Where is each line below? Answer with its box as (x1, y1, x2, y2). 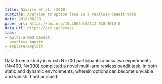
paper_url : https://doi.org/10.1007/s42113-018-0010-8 (5, 21, 121, 26)
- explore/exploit (5, 44, 43, 49)
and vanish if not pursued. (5, 73, 58, 79)
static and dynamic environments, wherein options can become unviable (5, 68, 154, 74)
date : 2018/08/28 (5, 16, 41, 21)
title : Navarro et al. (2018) (5, 7, 68, 12)
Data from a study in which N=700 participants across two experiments (5, 57, 151, 63)
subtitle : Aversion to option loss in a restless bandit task (5, 12, 136, 17)
